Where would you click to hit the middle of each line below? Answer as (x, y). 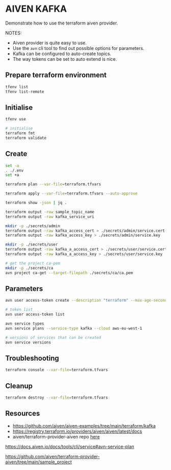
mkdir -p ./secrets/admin (33, 226)
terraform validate (26, 138)
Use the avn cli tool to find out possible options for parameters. (78, 48)
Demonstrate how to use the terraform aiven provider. (62, 23)
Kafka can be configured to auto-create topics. (62, 54)
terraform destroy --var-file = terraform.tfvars (57, 398)
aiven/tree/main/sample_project (39, 462)
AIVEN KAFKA (36, 9)
